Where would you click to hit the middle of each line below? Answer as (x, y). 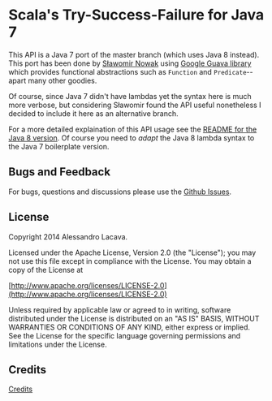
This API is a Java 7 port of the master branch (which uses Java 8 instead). (134, 54)
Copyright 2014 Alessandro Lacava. (68, 236)
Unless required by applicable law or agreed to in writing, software (120, 309)
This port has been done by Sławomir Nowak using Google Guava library (130, 63)
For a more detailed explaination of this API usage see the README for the (133, 129)
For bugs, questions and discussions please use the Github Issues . (120, 192)
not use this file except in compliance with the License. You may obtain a (130, 261)
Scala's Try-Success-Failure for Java (136, 15)
